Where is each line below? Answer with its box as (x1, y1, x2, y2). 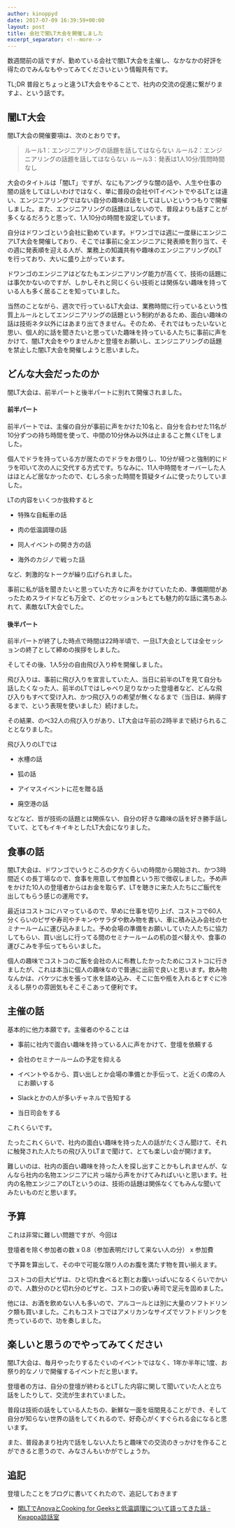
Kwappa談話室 (17, 1513, 59, 1522)
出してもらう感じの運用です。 (7, 891, 92, 900)
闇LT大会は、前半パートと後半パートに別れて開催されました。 (7, 388, 186, 396)
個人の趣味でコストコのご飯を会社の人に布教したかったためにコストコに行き (7, 957, 228, 965)
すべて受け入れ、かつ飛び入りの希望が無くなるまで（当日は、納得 (31, 693, 222, 701)
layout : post (7, 23, 45, 30)
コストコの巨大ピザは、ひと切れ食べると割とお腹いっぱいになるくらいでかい (7, 1275, 228, 1284)
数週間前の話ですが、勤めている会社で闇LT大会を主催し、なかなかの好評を (7, 57, 222, 65)
